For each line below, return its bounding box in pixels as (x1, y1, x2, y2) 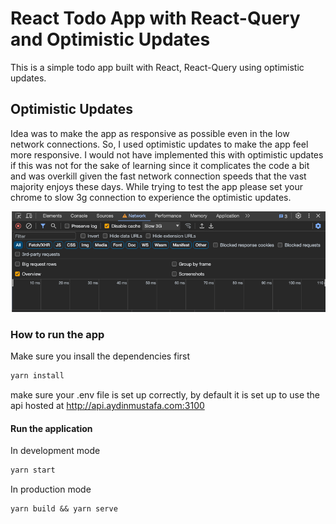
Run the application (10, 422, 93, 434)
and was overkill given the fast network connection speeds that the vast (10, 170, 307, 182)
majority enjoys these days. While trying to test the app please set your (10, 180, 303, 192)
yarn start (10, 465, 56, 476)
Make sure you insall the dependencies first (10, 350, 191, 362)
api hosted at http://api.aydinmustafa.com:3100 (10, 400, 205, 411)
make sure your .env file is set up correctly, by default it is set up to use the (10, 389, 321, 401)
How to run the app (10, 327, 105, 341)
